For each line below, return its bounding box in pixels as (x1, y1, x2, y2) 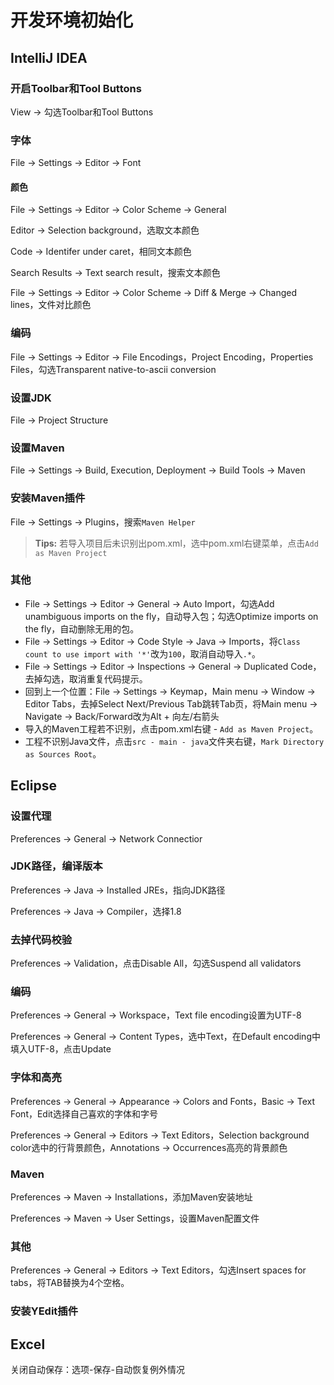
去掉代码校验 (10, 932, 73, 946)
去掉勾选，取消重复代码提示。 (24, 672, 148, 685)
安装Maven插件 (10, 491, 86, 505)
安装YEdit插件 (10, 1304, 79, 1318)
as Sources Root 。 (24, 747, 102, 760)
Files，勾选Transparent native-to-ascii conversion (10, 363, 217, 375)
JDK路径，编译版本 (10, 859, 103, 873)
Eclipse (10, 777, 58, 795)
